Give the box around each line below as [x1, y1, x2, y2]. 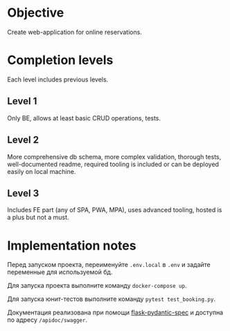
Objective [7, 5, 64, 21]
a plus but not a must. [7, 213, 69, 222]
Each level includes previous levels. [7, 75, 109, 83]
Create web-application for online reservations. [7, 28, 142, 36]
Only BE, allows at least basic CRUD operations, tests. [7, 113, 161, 122]
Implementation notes [7, 238, 136, 253]
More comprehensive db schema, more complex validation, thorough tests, [7, 152, 222, 161]
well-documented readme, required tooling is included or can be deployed [7, 160, 220, 168]
